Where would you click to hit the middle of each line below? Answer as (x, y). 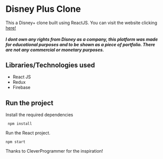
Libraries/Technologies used (50, 65)
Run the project (29, 103)
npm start (16, 142)
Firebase (22, 88)
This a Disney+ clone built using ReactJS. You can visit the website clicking (81, 23)
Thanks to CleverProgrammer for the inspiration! (54, 151)
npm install (20, 124)
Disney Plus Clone (43, 9)
